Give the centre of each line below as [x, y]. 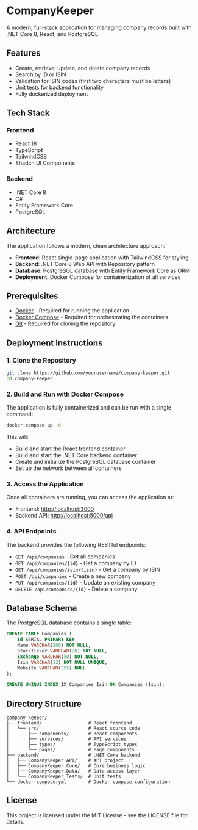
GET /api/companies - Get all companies [65, 557]
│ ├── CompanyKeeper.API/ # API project [65, 760]
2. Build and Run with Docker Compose [65, 394]
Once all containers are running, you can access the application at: [90, 497]
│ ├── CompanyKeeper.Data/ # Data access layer [73, 771]
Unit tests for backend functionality [59, 87]
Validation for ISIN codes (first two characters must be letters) [93, 81]
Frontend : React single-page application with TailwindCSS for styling [102, 258]
